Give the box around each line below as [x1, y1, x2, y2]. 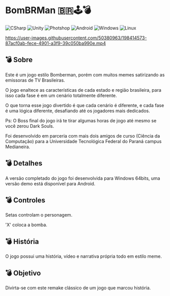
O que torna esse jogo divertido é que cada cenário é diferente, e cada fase [5, 102, 164, 108]
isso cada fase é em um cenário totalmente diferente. [5, 92, 117, 98]
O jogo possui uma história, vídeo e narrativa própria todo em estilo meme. [5, 253, 162, 259]
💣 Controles [5, 196, 46, 204]
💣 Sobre [5, 56, 33, 64]
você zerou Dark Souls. [5, 123, 54, 129]
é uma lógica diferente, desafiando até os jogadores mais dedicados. [5, 107, 150, 114]
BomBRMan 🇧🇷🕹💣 [5, 5, 92, 16]
